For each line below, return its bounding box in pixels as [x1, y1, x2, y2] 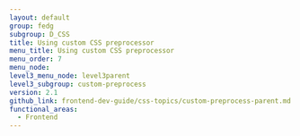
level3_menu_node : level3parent [9, 72, 130, 81]
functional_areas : [9, 105, 78, 114]
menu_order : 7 [9, 55, 63, 64]
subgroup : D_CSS [9, 30, 70, 38]
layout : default [9, 13, 70, 22]
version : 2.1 [9, 88, 58, 97]
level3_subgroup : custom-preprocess [9, 80, 146, 89]
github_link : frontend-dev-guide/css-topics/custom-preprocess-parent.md [9, 96, 292, 106]
